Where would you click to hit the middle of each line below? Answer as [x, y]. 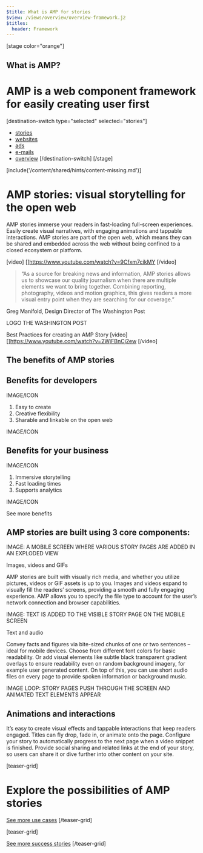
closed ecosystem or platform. [45, 250]
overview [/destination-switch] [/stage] [64, 158]
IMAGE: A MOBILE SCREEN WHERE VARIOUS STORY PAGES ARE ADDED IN [101, 547]
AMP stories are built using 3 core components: [98, 532]
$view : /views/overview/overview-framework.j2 [66, 18]
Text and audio [25, 633]
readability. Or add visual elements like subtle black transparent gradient [97, 657]
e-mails [25, 152]
